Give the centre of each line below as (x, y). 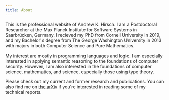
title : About (19, 10)
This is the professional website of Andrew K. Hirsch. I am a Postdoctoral (81, 24)
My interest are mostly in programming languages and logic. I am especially (84, 56)
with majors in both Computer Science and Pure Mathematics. (70, 45)
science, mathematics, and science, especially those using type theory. (80, 72)
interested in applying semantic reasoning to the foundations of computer (82, 61)
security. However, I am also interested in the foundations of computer (78, 66)
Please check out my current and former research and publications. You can (85, 81)
